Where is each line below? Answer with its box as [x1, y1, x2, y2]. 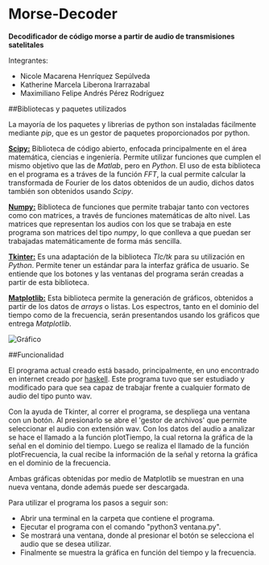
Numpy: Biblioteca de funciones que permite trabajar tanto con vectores [8, 202, 250, 212]
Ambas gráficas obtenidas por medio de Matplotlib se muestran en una [8, 473, 244, 483]
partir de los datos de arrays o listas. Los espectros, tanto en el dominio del [8, 301, 259, 311]
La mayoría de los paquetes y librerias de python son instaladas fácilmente [8, 119, 256, 129]
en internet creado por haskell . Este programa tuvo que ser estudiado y [8, 373, 245, 383]
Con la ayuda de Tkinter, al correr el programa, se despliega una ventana [8, 406, 250, 416]
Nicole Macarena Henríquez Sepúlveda [19, 71, 151, 80]
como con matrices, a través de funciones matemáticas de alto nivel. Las [8, 210, 250, 220]
